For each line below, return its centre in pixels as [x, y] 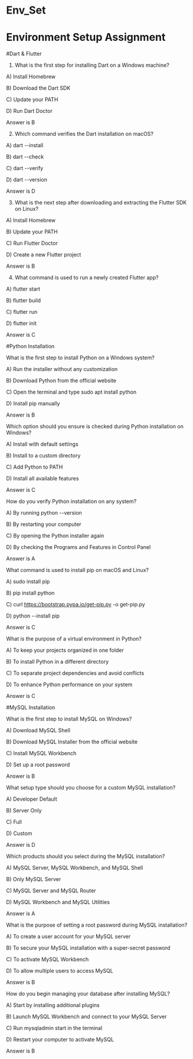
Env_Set [26, 10]
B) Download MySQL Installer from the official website [72, 742]
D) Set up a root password [38, 765]
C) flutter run [22, 312]
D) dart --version [27, 180]
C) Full [14, 822]
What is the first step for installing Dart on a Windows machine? [92, 65]
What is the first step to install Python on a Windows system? [80, 358]
